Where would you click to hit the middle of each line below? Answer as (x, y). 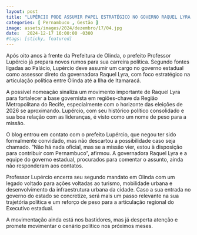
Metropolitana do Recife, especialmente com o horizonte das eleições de (95, 104)
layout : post (22, 11)
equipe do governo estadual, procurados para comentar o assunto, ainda (95, 160)
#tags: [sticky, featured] (39, 39)
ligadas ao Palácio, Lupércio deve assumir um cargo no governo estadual (95, 68)
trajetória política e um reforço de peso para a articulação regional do (90, 202)
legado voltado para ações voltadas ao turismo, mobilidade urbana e (89, 183)
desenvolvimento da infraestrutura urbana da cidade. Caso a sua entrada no (98, 189)
